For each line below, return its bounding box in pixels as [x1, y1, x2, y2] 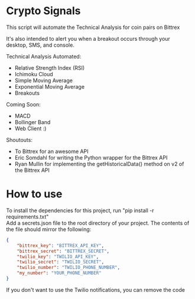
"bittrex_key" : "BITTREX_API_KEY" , [17, 242, 105, 249]
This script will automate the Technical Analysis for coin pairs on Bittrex [6, 24, 180, 31]
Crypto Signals [6, 4, 81, 18]
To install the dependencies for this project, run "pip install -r [6, 207, 154, 214]
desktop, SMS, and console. [6, 41, 75, 48]
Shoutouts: [6, 136, 32, 143]
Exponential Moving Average [14, 83, 84, 90]
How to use [6, 187, 63, 201]
